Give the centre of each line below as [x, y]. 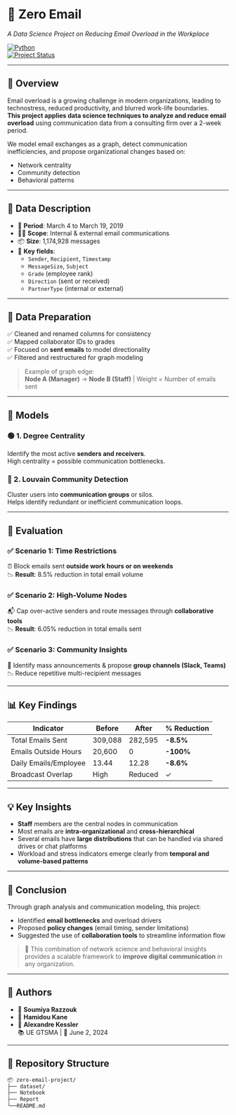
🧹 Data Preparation [49, 317]
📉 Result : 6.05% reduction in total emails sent [74, 629]
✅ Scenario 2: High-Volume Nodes [67, 595]
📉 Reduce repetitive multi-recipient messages [74, 673]
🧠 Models [28, 415]
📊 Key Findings [42, 705]
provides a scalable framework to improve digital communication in [123, 957]
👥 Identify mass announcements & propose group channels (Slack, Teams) [117, 665]
